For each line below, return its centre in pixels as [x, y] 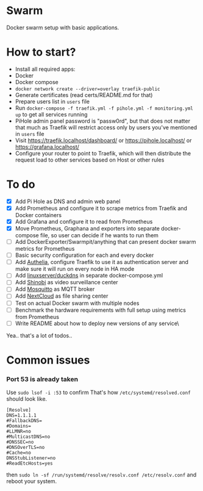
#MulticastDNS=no [28, 437]
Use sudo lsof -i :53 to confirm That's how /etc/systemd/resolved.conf [98, 392]
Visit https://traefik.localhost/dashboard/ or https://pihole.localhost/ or [103, 140]
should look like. [27, 399]
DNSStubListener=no [31, 458]
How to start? [41, 52]
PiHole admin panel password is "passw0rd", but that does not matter [103, 121]
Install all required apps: [45, 69]
